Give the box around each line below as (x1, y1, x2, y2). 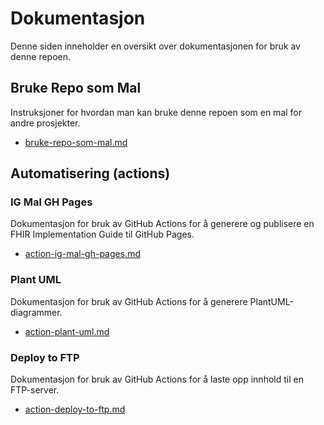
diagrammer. (10, 306, 63, 318)
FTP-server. (10, 384, 60, 396)
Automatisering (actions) (10, 165, 171, 182)
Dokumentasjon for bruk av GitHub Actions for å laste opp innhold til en (10, 373, 304, 386)
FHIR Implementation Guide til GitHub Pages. (10, 228, 195, 241)
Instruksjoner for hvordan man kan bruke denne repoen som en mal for (10, 106, 303, 118)
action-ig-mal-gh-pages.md (24, 248, 141, 260)
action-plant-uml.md (24, 325, 110, 337)
